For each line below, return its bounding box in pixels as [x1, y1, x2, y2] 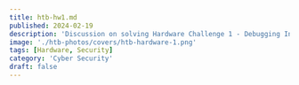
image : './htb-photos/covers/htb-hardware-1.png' [9, 37, 198, 47]
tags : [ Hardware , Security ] [9, 46, 114, 55]
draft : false [9, 63, 58, 72]
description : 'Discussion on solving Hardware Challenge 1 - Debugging [9, 29, 280, 38]
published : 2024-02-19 [9, 21, 93, 30]
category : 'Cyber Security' [9, 54, 114, 63]
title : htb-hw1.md [9, 12, 77, 22]
